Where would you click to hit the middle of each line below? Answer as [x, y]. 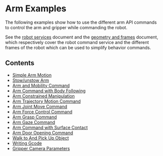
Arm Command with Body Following [49, 91]
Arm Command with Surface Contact [50, 127]
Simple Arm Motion [32, 75]
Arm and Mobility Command [41, 85]
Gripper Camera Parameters [41, 148]
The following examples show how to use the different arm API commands [81, 22]
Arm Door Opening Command [43, 133]
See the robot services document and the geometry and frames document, [82, 37]
